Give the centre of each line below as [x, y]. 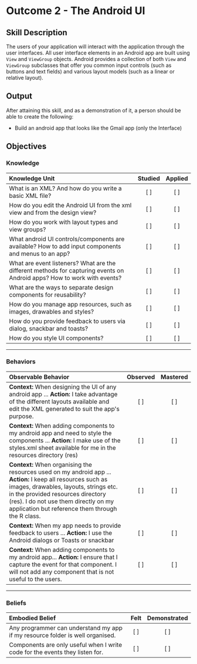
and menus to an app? [40, 254]
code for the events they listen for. [56, 652]
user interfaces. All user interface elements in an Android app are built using [98, 53]
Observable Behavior [39, 377]
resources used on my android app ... [60, 472]
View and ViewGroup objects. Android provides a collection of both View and [96, 59]
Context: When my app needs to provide [65, 525]
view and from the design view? [53, 213]
